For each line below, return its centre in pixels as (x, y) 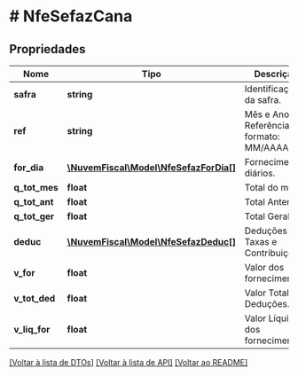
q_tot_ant (34, 202)
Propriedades (47, 49)
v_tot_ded (35, 298)
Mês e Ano (267, 114)
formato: (262, 137)
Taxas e (261, 242)
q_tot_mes (36, 188)
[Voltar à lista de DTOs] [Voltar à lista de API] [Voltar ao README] (129, 362)
